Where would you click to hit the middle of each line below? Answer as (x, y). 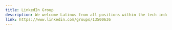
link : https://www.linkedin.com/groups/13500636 (58, 19)
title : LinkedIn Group (29, 10)
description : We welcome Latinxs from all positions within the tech (81, 15)
